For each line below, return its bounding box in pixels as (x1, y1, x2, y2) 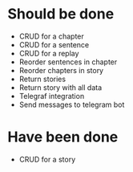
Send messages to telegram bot (18, 100, 125, 109)
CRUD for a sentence (18, 39, 90, 49)
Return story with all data (18, 82, 103, 92)
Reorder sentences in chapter (18, 57, 118, 67)
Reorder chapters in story (18, 65, 104, 75)
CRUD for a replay (18, 48, 79, 58)
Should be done (7, 5, 115, 23)
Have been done (7, 128, 119, 146)
